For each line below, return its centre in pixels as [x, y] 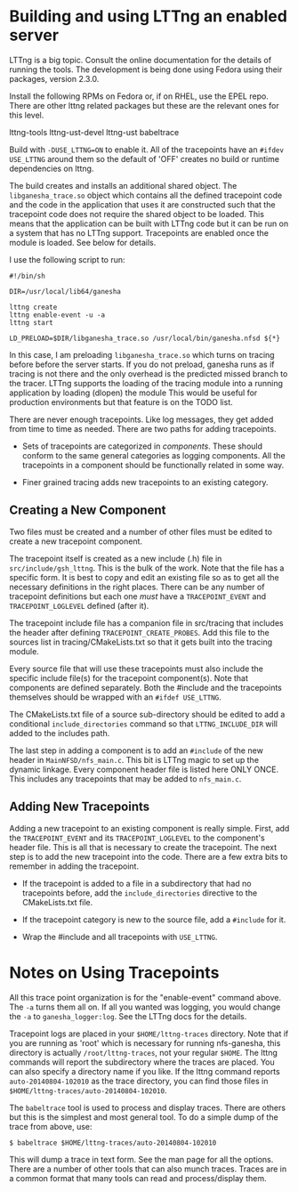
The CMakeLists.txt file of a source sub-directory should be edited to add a [147, 714]
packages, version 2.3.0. [54, 78]
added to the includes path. [60, 733]
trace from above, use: [51, 1126]
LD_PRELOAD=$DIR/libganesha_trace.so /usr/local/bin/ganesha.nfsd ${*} [145, 338]
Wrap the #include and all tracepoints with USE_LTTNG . [120, 937]
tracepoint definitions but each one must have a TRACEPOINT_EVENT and [138, 596]
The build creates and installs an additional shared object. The [123, 185]
